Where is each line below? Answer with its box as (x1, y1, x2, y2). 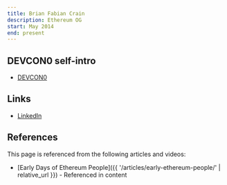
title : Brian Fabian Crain (7, 10, 85, 17)
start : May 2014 (7, 23, 54, 30)
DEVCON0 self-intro (7, 55, 96, 66)
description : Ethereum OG (7, 17, 82, 23)
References (7, 132, 58, 144)
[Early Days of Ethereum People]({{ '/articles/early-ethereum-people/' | (17, 163, 221, 171)
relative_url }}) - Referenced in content (17, 171, 127, 179)
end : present (7, 29, 45, 37)
